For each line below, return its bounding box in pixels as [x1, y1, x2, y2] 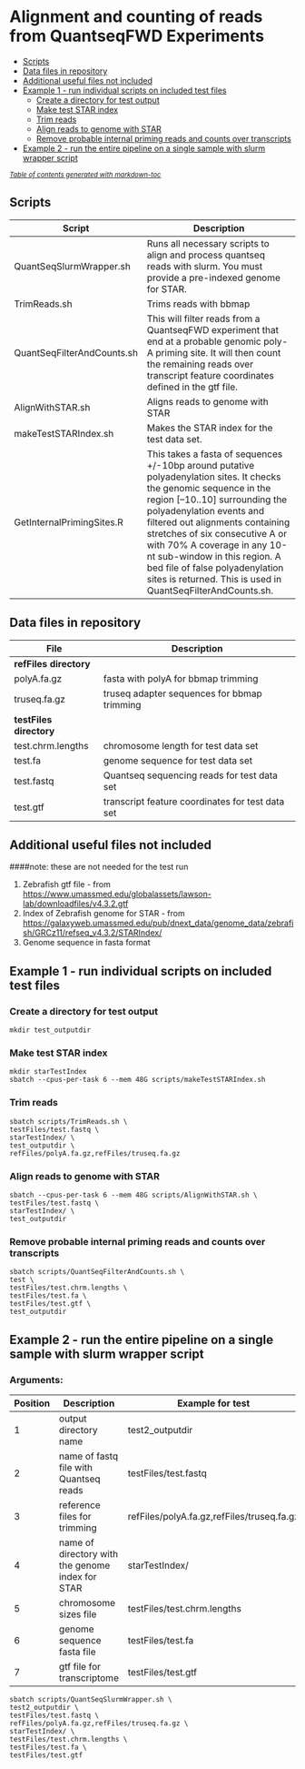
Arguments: [9, 1373, 64, 1386]
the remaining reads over [146, 358, 254, 370]
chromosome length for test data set [103, 739, 259, 752]
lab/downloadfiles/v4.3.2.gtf [22, 898, 129, 909]
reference [58, 1499, 102, 1511]
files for [58, 1510, 93, 1522]
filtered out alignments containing [146, 516, 290, 529]
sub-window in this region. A [157, 550, 281, 562]
